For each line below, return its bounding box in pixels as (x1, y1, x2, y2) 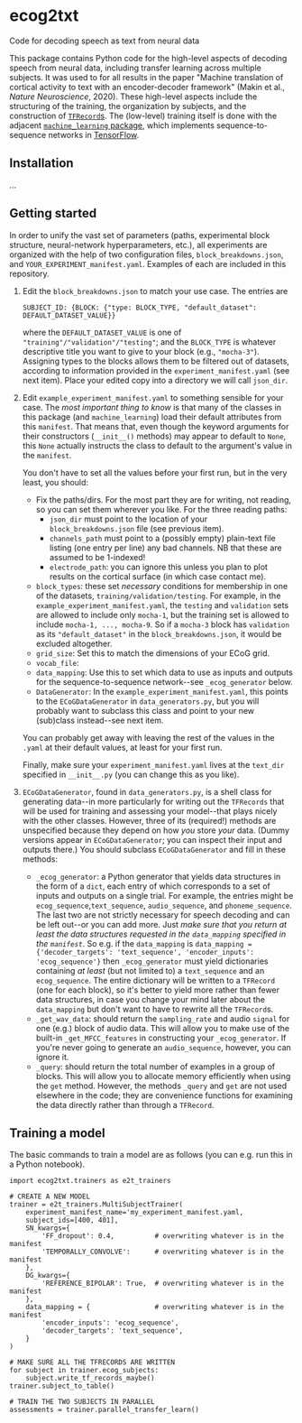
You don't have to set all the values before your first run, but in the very (22, 467, 288, 478)
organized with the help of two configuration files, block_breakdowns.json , (9, 249, 284, 260)
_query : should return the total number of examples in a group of (35, 1061, 276, 1072)
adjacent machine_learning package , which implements (9, 119, 215, 131)
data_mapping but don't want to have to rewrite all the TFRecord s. (35, 1003, 274, 1014)
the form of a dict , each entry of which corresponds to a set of (35, 881, 270, 892)
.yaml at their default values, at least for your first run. (22, 742, 223, 753)
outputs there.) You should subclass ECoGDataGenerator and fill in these (22, 844, 287, 855)
